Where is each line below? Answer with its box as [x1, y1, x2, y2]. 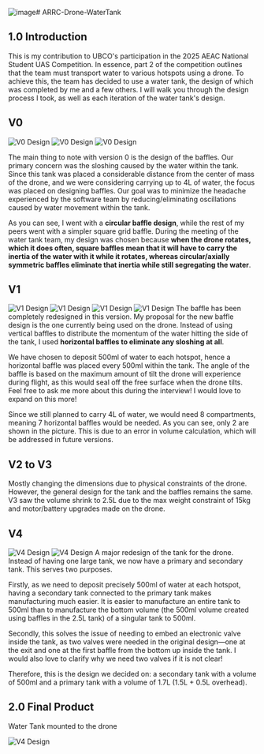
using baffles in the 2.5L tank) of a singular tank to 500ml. [8, 613, 196, 623]
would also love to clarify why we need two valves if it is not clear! [8, 654, 223, 663]
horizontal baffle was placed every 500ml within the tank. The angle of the [8, 361, 250, 370]
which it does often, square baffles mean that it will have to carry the [8, 243, 238, 253]
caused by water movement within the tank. [8, 202, 151, 212]
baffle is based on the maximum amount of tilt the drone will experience [8, 369, 242, 379]
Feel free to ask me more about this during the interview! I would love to [8, 386, 242, 396]
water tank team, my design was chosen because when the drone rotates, [8, 234, 251, 244]
